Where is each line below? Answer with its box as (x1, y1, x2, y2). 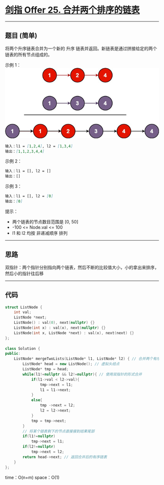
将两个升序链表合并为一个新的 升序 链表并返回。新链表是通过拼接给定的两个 (5, 45, 157, 51)
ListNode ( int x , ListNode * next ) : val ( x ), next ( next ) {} (14, 330, 134, 336)
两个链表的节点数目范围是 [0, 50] (12, 218, 79, 224)
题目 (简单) (5, 31, 38, 40)
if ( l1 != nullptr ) (22, 434, 56, 439)
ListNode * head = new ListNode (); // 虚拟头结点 (22, 362, 120, 366)
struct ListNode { (5, 305, 42, 310)
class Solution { (5, 346, 41, 351)
